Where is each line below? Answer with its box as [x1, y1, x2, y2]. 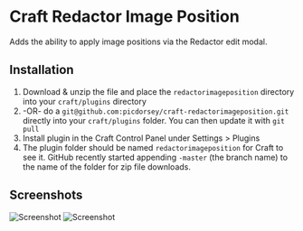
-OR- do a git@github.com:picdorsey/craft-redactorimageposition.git [22, 106, 289, 116]
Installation [9, 62, 74, 78]
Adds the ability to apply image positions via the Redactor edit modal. [9, 36, 268, 47]
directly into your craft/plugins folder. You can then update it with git [22, 115, 285, 125]
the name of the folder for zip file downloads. [22, 161, 192, 172]
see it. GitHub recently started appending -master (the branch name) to [22, 152, 288, 162]
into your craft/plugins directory [22, 96, 147, 106]
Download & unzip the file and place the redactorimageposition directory [22, 86, 295, 97]
